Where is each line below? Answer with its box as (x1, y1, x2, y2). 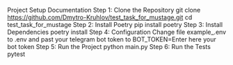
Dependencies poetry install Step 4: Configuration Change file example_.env (7, 28, 227, 36)
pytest (7, 50, 26, 58)
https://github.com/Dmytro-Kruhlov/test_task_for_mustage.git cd (7, 13, 193, 21)
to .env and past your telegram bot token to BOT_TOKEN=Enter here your (7, 35, 217, 44)
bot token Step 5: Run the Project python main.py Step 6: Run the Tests (7, 43, 211, 50)
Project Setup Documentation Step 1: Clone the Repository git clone (7, 6, 201, 14)
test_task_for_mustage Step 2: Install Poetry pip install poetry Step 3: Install (7, 21, 223, 28)
